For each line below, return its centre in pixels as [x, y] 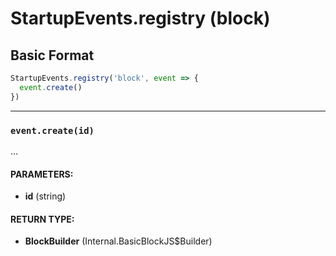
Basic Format [52, 55]
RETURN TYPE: [42, 219]
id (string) [45, 196]
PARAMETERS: [42, 174]
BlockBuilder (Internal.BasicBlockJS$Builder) [118, 241]
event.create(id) [52, 130]
